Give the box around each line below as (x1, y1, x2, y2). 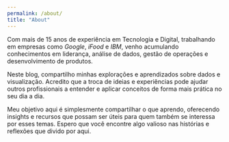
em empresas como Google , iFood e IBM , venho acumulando (7, 42, 179, 51)
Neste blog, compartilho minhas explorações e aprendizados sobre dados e (7, 70, 221, 79)
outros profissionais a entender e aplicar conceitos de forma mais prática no (7, 85, 222, 93)
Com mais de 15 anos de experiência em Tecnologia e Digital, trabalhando (7, 35, 215, 43)
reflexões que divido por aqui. (7, 127, 92, 135)
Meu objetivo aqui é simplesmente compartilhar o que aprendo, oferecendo (7, 105, 220, 113)
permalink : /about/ (7, 10, 63, 17)
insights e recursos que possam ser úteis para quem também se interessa (7, 112, 215, 120)
